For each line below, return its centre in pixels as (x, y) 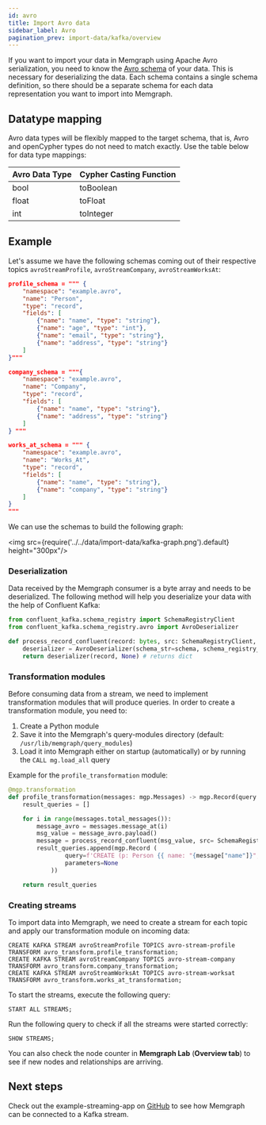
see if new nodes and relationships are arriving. (86, 1062)
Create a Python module (59, 726)
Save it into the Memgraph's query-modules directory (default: (122, 735)
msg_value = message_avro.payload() (97, 834)
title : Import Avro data (49, 23)
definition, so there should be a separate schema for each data (111, 86)
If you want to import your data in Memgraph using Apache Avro (113, 60)
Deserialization (38, 571)
